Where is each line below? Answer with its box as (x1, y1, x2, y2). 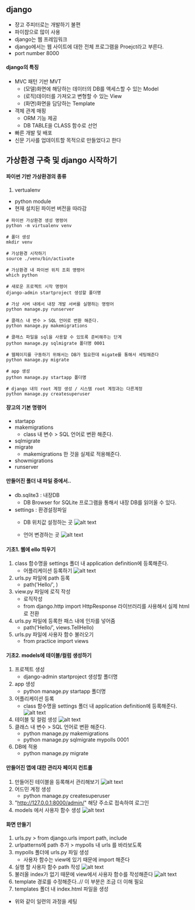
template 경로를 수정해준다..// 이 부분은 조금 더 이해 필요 (14, 878, 144, 885)
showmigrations (14, 457, 54, 464)
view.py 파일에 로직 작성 (14, 588, 71, 595)
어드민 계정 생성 (14, 786, 51, 793)
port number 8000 (14, 49, 60, 56)
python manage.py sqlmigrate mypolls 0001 (23, 736, 129, 743)
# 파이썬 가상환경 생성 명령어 (6, 217, 68, 224)
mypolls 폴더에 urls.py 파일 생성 (14, 848, 89, 855)
